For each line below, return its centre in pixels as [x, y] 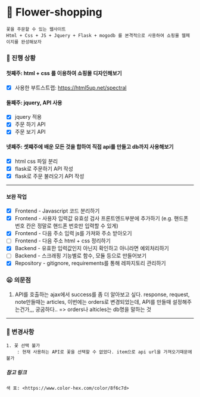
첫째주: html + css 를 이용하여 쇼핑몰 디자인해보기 [64, 73]
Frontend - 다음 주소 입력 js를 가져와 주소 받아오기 [73, 233]
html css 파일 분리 [36, 161]
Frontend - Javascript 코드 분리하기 [57, 211]
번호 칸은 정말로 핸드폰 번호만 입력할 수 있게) [67, 226]
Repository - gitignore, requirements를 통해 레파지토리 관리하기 [90, 263]
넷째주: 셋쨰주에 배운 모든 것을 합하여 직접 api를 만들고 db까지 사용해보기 [90, 147]
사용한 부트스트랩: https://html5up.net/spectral [71, 88]
